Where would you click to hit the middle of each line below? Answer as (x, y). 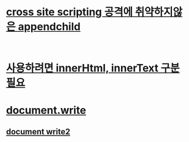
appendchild (49, 27)
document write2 (38, 132)
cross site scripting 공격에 (70, 12)
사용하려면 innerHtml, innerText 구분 (93, 68)
